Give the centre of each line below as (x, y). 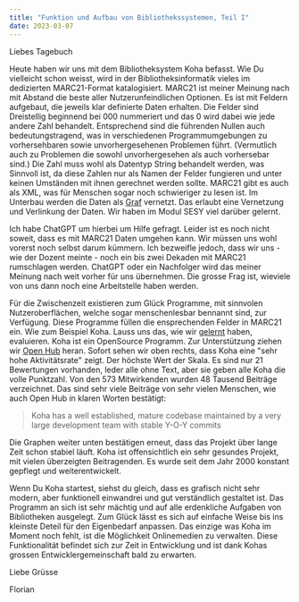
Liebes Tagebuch (41, 51)
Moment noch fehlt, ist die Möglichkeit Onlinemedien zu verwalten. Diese (144, 535)
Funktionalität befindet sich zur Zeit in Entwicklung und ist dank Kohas (138, 545)
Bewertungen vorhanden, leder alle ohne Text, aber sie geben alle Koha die (147, 369)
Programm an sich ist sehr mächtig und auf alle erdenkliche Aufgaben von (145, 507)
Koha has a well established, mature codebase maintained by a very (156, 415)
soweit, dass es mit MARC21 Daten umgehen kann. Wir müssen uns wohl (143, 238)
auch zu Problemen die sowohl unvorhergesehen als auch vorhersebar (139, 154)
